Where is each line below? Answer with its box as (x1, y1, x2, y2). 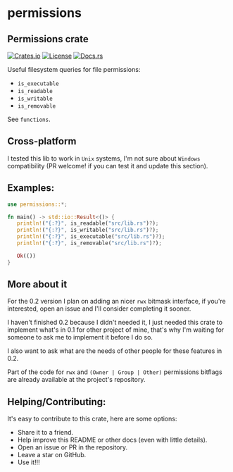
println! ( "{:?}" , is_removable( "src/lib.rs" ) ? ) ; (16, 240, 162, 247)
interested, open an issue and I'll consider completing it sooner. (7, 304, 191, 313)
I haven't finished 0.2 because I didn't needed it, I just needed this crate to (7, 318, 223, 327)
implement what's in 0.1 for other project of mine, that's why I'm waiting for (7, 325, 225, 334)
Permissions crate (7, 33, 89, 45)
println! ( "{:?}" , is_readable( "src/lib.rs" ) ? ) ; (16, 220, 159, 227)
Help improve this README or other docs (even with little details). (17, 435, 208, 445)
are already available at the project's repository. (7, 375, 146, 384)
